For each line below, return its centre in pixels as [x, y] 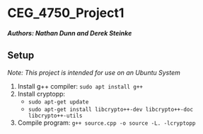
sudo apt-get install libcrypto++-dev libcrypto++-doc [110, 109]
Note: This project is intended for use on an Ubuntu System [94, 72]
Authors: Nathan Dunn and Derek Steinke [70, 33]
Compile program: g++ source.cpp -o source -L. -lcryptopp [106, 123]
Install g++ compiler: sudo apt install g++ [80, 86]
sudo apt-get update [58, 102]
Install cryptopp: [41, 94]
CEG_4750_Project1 [66, 13]
